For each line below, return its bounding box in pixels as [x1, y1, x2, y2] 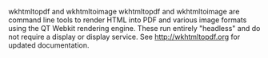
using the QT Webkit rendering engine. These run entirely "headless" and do [8, 24, 261, 33]
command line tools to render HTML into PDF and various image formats [8, 15, 247, 25]
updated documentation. [8, 41, 90, 50]
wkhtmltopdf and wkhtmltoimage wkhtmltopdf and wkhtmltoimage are [8, 7, 240, 16]
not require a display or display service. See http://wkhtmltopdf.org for [8, 32, 241, 41]
